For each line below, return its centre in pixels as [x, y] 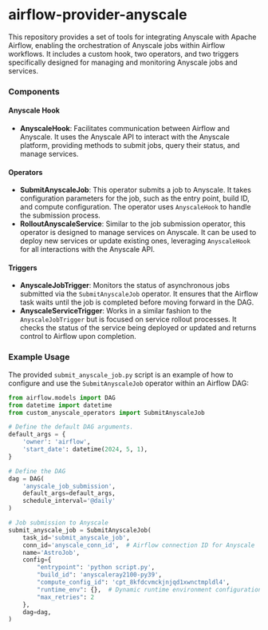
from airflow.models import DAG [62, 397]
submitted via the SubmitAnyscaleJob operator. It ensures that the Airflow [139, 294]
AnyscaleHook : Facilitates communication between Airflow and [124, 129]
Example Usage [39, 357]
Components [34, 91]
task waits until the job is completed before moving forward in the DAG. [137, 302]
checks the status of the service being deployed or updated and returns [138, 328]
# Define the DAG [37, 471]
